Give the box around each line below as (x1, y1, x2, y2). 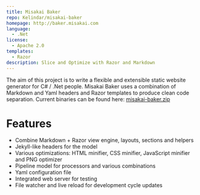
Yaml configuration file (15, 169, 71, 176)
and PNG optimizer (15, 156, 62, 164)
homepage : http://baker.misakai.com (6, 20, 98, 26)
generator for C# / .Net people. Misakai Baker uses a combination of (6, 82, 176, 90)
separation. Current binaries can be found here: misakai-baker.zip (6, 95, 170, 103)
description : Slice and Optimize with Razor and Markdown (6, 59, 155, 65)
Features (6, 116, 52, 130)
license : (6, 37, 28, 43)
